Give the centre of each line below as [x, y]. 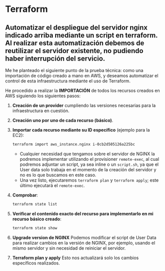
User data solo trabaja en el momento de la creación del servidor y [88, 169]
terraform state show [35, 228]
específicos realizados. [36, 263]
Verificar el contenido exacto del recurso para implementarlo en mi [83, 213]
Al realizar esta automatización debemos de [75, 43]
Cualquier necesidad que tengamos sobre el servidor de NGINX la [87, 154]
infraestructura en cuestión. [41, 111]
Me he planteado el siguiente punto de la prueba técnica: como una [74, 70]
